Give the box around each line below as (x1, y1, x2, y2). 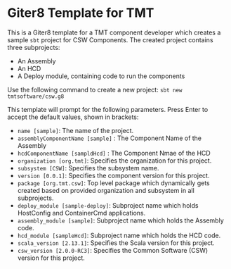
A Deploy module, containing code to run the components (17, 72, 185, 80)
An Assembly (17, 56, 56, 65)
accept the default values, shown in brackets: (7, 113, 139, 121)
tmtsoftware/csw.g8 (7, 93, 65, 100)
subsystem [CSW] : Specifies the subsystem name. (17, 163, 159, 172)
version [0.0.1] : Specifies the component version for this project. (17, 171, 210, 180)
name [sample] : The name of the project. (17, 126, 134, 134)
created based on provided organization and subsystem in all (17, 186, 194, 194)
